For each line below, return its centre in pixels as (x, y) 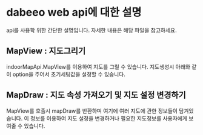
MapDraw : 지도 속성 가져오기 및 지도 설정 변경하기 (96, 95)
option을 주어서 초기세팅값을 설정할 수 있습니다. (69, 74)
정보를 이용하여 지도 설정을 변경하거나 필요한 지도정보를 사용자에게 (109, 118)
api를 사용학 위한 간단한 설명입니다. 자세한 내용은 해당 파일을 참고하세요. (92, 30)
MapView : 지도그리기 (46, 51)
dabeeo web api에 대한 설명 (74, 12)
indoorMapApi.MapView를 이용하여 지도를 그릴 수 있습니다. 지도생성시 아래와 (98, 66)
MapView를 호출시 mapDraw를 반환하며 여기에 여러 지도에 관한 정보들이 (92, 111)
